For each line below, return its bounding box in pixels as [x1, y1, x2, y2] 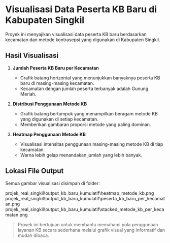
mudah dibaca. [17, 232, 49, 238]
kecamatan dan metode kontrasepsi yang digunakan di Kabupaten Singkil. [5, 37, 160, 43]
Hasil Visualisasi [5, 51, 59, 60]
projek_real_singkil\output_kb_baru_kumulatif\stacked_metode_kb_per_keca [5, 206, 164, 212]
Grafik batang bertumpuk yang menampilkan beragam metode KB [20, 110, 158, 116]
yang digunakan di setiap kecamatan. [20, 116, 99, 122]
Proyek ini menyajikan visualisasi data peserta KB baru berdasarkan [5, 31, 147, 37]
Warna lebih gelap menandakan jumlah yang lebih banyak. [20, 151, 142, 158]
